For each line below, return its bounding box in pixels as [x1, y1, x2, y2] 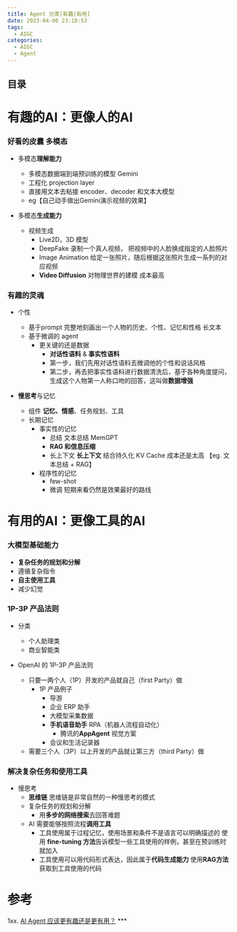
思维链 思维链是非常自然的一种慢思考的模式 [28, 793, 155, 802]
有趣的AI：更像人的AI [7, 110, 133, 125]
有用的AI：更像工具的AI [7, 513, 146, 529]
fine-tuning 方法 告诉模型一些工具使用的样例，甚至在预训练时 [47, 837, 226, 846]
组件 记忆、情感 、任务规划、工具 [28, 407, 125, 415]
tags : [7, 23, 23, 31]
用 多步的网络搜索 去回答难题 [38, 811, 121, 820]
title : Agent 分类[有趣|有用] [7, 10, 90, 18]
